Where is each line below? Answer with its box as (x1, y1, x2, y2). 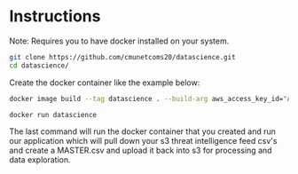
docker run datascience (9, 110, 98, 119)
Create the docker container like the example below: (9, 77, 200, 88)
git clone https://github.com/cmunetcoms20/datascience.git (9, 52, 237, 61)
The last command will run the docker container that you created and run (9, 126, 277, 137)
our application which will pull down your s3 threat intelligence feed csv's (9, 136, 278, 146)
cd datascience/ (9, 60, 69, 70)
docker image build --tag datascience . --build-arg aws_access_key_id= (9, 94, 284, 103)
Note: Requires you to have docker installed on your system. (9, 36, 230, 46)
